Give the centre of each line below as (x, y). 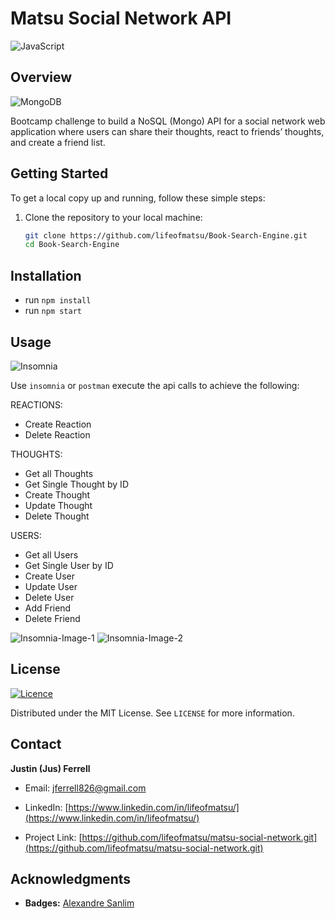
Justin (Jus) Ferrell (50, 768)
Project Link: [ (53, 837)
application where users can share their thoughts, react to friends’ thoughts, (167, 131)
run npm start (53, 311)
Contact (36, 744)
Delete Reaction (57, 434)
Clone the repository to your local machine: (113, 217)
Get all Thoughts (59, 473)
